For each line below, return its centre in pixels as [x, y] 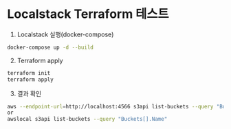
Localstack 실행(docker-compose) [65, 34]
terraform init [29, 73]
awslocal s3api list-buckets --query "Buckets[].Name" [87, 119]
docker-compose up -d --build [51, 47]
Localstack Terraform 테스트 [88, 14]
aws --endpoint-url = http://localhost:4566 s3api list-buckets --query [110, 106]
